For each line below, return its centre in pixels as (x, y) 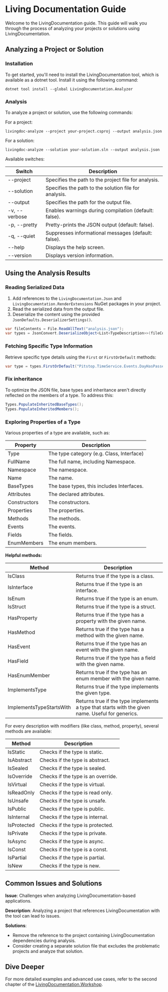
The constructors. (69, 502)
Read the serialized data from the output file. (58, 309)
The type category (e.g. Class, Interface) (96, 453)
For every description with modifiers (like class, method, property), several (82, 725)
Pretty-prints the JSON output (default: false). (100, 224)
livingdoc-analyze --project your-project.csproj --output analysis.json (84, 131)
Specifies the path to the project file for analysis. (102, 179)
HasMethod (21, 632)
